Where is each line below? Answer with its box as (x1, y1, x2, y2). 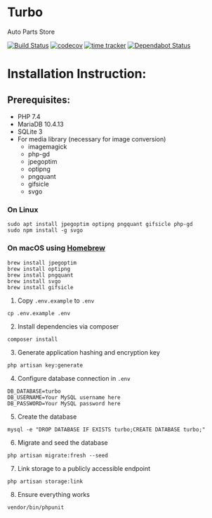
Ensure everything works (17, 490, 90, 498)
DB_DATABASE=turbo (7, 388, 61, 395)
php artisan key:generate (7, 362, 83, 369)
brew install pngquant (7, 272, 74, 279)
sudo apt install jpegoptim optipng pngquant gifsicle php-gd (7, 221, 193, 228)
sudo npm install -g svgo (7, 227, 83, 234)
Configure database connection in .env (17, 374, 131, 382)
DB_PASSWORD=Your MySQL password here (7, 400, 121, 407)
